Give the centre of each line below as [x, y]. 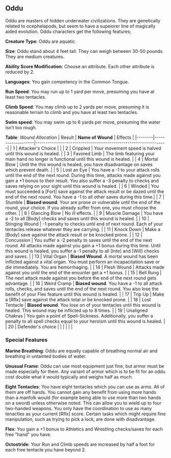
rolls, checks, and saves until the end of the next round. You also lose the [82, 289]
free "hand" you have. [28, 435]
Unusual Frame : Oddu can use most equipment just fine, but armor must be [85, 366]
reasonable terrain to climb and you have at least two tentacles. [72, 112]
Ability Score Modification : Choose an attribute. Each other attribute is [80, 66]
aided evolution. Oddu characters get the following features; [68, 31]
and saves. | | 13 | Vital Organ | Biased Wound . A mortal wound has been [82, 256]
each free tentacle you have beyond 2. [46, 450]
